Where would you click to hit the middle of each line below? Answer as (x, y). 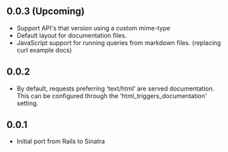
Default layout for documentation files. (72, 35)
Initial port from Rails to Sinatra (61, 142)
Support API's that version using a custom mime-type (93, 28)
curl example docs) (44, 50)
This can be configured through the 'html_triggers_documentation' (112, 95)
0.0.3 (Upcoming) (46, 11)
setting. (27, 103)
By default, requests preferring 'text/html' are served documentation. (115, 88)
